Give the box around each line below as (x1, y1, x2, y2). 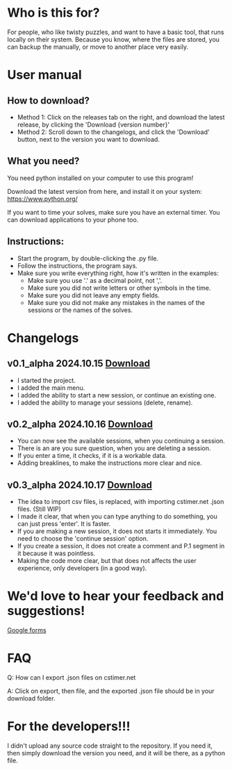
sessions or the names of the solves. (27, 306, 133, 314)
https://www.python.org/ (7, 195, 78, 203)
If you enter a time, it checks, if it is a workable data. (17, 452, 167, 460)
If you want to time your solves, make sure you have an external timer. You (7, 208, 220, 216)
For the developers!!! (7, 719, 131, 735)
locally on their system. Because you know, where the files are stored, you (7, 35, 220, 43)
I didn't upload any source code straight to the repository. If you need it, (7, 742, 213, 750)
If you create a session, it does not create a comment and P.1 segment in (17, 542, 225, 550)
